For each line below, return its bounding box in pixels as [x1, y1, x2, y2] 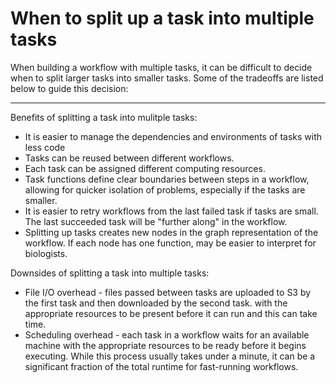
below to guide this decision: [10, 82, 129, 94]
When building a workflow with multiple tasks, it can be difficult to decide [10, 61, 313, 73]
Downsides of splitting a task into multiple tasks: [10, 267, 210, 279]
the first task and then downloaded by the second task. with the [24, 297, 288, 309]
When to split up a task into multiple [10, 7, 315, 30]
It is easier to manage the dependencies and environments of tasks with [24, 130, 323, 142]
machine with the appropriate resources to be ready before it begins [24, 339, 307, 351]
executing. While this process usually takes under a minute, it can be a [24, 350, 316, 362]
